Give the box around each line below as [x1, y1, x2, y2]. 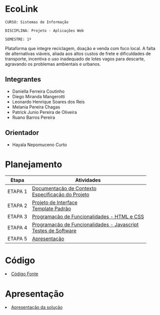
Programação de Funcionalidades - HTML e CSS [32, 213, 144, 220]
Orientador [5, 129, 39, 137]
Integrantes [5, 75, 41, 84]
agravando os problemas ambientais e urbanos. [5, 61, 101, 67]
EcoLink [5, 3, 38, 15]
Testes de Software [32, 227, 77, 234]
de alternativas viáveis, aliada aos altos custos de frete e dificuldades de [5, 51, 151, 56]
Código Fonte [11, 271, 39, 277]
